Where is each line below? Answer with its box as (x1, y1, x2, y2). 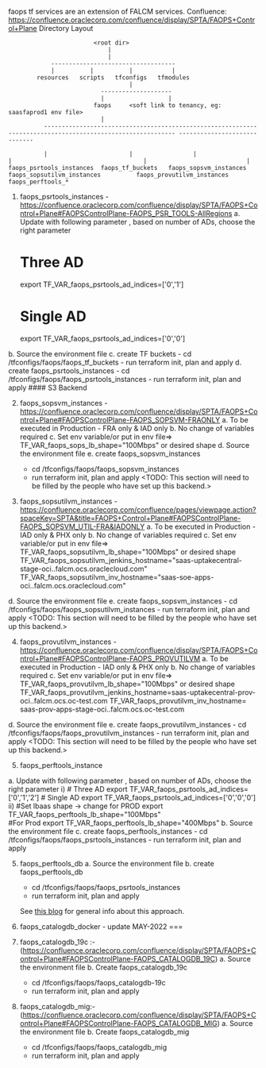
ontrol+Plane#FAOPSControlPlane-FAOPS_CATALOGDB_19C (19, 954, 216, 963)
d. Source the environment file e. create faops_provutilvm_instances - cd (8, 719, 247, 729)
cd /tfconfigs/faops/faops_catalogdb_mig (31, 1042, 168, 1051)
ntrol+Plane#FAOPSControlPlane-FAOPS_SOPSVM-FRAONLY (19, 414, 221, 424)
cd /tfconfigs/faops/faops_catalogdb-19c (31, 977, 167, 987)
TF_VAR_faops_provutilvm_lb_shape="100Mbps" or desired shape (19, 679, 236, 688)
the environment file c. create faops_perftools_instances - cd (8, 826, 208, 836)
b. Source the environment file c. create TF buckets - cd (8, 349, 192, 358)
